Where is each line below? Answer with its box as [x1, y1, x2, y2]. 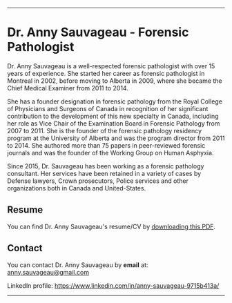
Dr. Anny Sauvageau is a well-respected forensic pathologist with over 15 [7, 61, 215, 70]
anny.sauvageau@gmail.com [7, 268, 90, 276]
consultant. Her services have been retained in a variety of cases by [7, 169, 202, 177]
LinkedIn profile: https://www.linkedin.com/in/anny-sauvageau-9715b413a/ [7, 281, 220, 290]
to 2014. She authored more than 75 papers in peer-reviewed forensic [7, 141, 206, 149]
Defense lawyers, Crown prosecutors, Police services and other [7, 177, 188, 185]
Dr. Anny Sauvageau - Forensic [7, 25, 189, 40]
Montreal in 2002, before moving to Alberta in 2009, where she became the [7, 77, 222, 85]
